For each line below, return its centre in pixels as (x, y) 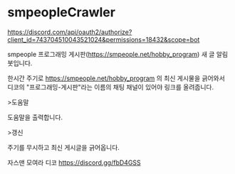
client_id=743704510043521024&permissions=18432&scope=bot (104, 39)
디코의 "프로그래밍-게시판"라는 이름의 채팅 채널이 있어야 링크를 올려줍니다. (111, 87)
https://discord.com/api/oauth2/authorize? (70, 32)
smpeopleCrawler (62, 12)
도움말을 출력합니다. (35, 117)
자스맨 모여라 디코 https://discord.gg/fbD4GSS (74, 162)
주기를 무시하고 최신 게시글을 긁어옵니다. (63, 147)
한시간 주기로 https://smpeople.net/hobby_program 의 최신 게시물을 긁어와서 (116, 78)
